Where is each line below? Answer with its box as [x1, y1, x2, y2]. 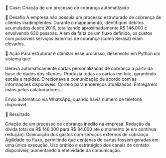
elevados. [5, 41, 25, 47]
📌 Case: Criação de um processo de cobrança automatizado [5, 5, 129, 10]
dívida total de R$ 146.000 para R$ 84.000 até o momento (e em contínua [5, 126, 157, 132]
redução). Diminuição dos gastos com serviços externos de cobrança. [5, 132, 150, 137]
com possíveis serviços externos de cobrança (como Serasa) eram [5, 35, 143, 41]
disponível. [5, 102, 28, 107]
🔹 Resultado [5, 111, 30, 117]
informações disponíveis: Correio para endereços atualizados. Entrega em [5, 81, 158, 87]
